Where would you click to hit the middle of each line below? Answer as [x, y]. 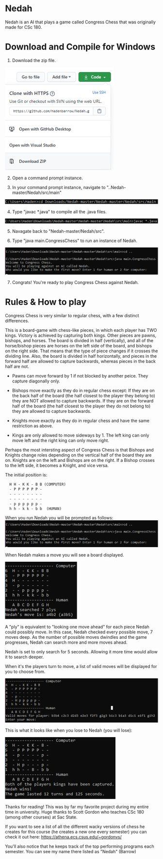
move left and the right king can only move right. [60, 440]
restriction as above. [33, 426]
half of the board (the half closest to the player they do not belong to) [81, 406]
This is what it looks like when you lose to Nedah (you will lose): [69, 730]
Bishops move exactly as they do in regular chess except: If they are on [83, 390]
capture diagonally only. [36, 381]
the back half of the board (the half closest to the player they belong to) [83, 396]
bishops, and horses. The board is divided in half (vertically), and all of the [79, 340]
